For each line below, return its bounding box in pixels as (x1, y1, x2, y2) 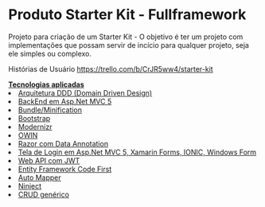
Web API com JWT (18, 155, 80, 165)
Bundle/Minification (18, 105, 82, 115)
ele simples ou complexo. (8, 49, 92, 58)
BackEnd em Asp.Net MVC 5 (18, 96, 112, 106)
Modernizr (18, 122, 53, 131)
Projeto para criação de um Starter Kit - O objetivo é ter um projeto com (8, 32, 244, 41)
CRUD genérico (18, 189, 70, 199)
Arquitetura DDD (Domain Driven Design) (18, 88, 153, 97)
